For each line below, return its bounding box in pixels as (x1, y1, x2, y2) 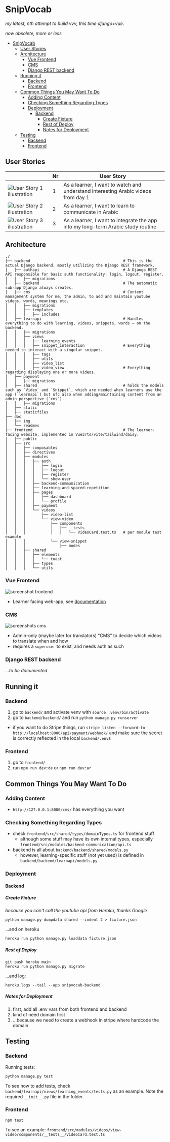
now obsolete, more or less (5, 30, 62, 36)
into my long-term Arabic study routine (63, 223, 157, 230)
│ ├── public (5, 436, 37, 441)
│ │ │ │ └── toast (5, 556, 62, 561)
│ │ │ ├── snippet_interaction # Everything (5, 343, 151, 348)
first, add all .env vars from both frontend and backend (12, 1006, 127, 1012)
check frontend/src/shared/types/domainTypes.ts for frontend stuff (12, 830, 154, 837)
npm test (5, 1118, 24, 1123)
